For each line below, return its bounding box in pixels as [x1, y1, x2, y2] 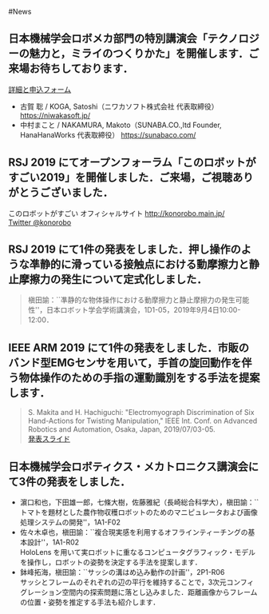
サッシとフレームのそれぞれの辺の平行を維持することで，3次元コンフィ [19, 577, 255, 587]
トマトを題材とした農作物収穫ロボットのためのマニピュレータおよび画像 [19, 508, 258, 517]
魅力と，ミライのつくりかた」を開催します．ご [29, 47, 259, 61]
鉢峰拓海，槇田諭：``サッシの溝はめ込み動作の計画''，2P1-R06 [19, 568, 225, 577]
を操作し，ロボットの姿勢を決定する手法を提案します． [19, 557, 202, 567]
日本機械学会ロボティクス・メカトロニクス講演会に [8, 460, 259, 473]
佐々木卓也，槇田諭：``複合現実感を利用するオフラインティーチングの [19, 528, 248, 537]
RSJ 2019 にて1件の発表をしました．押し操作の [8, 243, 241, 257]
